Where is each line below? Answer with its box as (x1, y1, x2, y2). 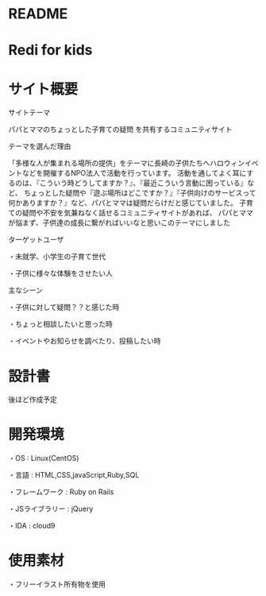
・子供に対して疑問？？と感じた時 (8, 303, 120, 312)
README (8, 5, 68, 23)
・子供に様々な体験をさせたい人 (8, 269, 113, 278)
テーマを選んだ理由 (8, 141, 71, 151)
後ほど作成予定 (8, 395, 57, 404)
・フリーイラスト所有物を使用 (8, 579, 106, 589)
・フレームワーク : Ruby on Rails (8, 487, 114, 497)
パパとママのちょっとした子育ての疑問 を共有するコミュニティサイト (8, 125, 233, 134)
